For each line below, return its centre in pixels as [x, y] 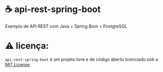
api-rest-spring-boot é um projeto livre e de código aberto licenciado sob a [81, 59]
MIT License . [18, 64]
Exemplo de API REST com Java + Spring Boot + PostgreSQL [66, 26]
